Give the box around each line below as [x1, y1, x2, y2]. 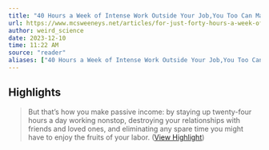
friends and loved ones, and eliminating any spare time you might [27, 124, 244, 133]
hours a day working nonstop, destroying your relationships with [27, 115, 240, 124]
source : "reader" [8, 49, 66, 57]
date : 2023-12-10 [8, 34, 66, 42]
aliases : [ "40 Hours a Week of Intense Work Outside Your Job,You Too [8, 57, 249, 65]
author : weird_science [8, 26, 84, 34]
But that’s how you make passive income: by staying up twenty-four [27, 107, 252, 116]
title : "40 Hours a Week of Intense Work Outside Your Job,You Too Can [8, 11, 252, 20]
